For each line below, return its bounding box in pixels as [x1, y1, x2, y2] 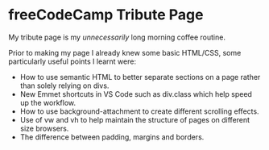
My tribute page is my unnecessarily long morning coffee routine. [8, 32, 226, 42]
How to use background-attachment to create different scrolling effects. [19, 106, 259, 116]
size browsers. [19, 123, 69, 133]
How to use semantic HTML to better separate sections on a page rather [19, 72, 261, 81]
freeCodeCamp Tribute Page [8, 6, 204, 24]
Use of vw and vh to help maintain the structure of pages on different [19, 115, 250, 124]
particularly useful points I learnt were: [8, 56, 137, 66]
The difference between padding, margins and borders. [19, 131, 205, 142]
